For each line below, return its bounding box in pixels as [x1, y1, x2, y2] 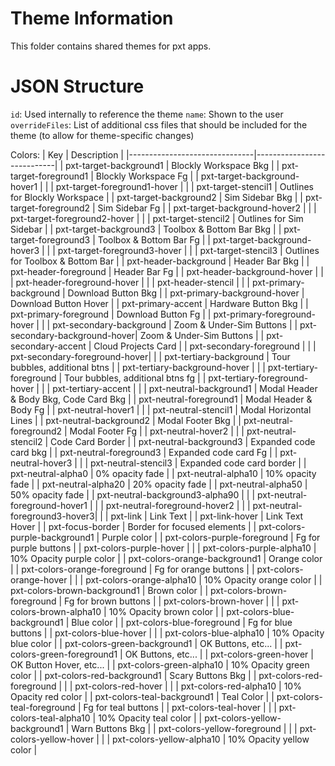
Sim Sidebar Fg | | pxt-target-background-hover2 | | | [97, 202, 317, 214]
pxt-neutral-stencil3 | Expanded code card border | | [90, 457, 307, 469]
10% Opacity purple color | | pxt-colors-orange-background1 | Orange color [10, 552, 323, 564]
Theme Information [10, 7, 174, 30]
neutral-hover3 [10, 457, 73, 469]
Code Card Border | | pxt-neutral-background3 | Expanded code [50, 435, 316, 447]
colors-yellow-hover [10, 733, 95, 745]
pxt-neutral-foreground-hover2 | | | [105, 499, 251, 511]
